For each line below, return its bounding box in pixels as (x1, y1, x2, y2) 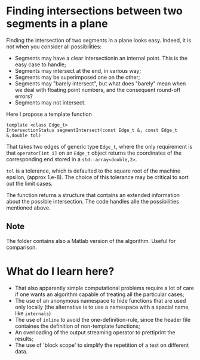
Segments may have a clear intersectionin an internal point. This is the (14, 54, 188, 61)
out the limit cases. (6, 180, 53, 187)
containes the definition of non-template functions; (14, 322, 140, 330)
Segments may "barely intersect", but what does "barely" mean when (14, 79, 186, 87)
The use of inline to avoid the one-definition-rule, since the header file (14, 316, 191, 323)
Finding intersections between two (6, 4, 183, 18)
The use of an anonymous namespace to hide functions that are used (14, 297, 186, 304)
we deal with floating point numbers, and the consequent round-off (14, 86, 181, 93)
